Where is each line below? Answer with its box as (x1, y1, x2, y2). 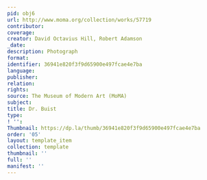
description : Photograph (7, 49, 78, 55)
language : (7, 67, 36, 74)
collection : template (7, 144, 69, 151)
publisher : (7, 73, 38, 81)
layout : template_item (7, 138, 72, 144)
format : (7, 55, 29, 62)
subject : (7, 99, 32, 106)
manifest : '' (7, 162, 45, 170)
